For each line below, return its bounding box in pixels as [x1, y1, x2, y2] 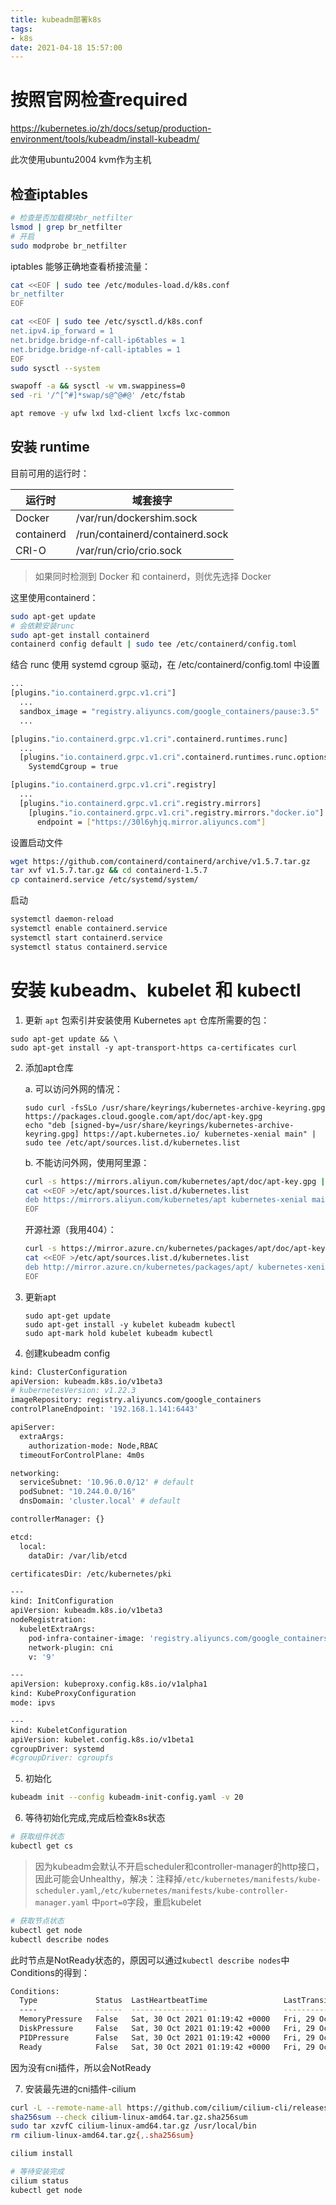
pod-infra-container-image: [28, 1633, 145, 1643]
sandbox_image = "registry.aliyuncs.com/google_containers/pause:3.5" [19, 706, 320, 716]
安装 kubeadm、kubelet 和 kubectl [10, 979, 302, 1001]
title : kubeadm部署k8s [10, 14, 102, 25]
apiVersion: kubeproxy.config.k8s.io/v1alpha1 [10, 1679, 208, 1690]
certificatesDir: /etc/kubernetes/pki [10, 1569, 172, 1579]
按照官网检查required [10, 89, 188, 111]
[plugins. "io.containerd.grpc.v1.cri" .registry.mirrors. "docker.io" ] [28, 807, 325, 818]
